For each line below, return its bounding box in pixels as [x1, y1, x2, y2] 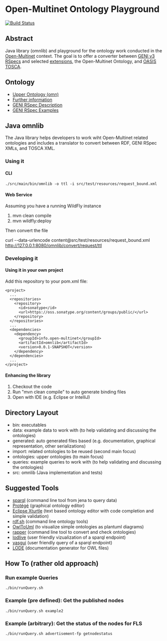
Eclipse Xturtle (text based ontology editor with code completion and [12, 507, 154, 514]
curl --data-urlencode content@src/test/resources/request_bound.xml [5, 237, 151, 243]
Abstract [5, 34, 33, 43]
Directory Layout [5, 409, 59, 417]
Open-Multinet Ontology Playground [5, 3, 160, 15]
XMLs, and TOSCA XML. [5, 146, 56, 152]
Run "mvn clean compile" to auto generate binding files [12, 389, 126, 395]
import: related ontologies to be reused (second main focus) [12, 448, 136, 454]
